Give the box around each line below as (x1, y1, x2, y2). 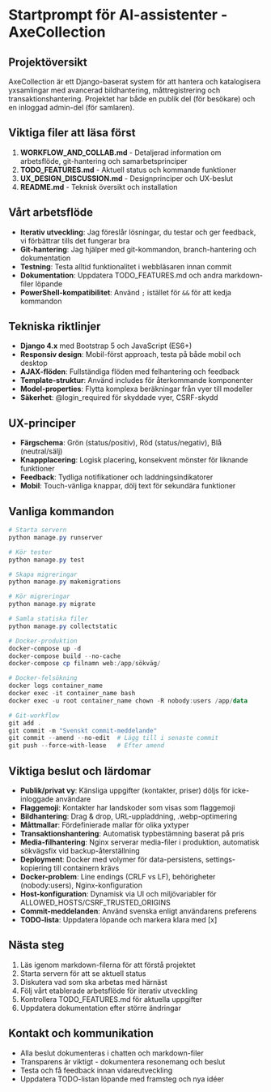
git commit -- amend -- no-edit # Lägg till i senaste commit (8, 734, 219, 742)
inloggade (19, 794, 54, 804)
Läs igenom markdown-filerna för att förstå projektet (19, 960, 196, 969)
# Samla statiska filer (8, 615, 89, 623)
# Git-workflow (8, 712, 60, 720)
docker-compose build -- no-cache (8, 651, 121, 660)
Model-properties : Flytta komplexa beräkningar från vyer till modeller (19, 384, 253, 394)
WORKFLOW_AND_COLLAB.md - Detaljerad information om (19, 148, 222, 157)
